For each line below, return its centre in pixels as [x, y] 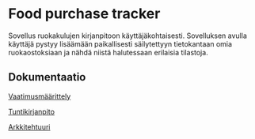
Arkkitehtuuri [29, 126]
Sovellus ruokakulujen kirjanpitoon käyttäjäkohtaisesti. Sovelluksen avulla [128, 36]
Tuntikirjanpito [32, 111]
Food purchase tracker [84, 14]
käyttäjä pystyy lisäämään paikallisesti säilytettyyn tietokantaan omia [120, 43]
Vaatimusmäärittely [40, 96]
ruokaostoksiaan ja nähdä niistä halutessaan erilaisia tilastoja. [108, 52]
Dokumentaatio [47, 77]
